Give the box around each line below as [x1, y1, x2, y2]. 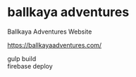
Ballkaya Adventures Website [7, 27, 92, 36]
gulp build [7, 54, 37, 63]
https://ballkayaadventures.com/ [7, 41, 102, 49]
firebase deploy [7, 62, 53, 70]
